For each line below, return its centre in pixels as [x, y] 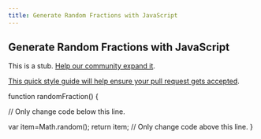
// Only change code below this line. [67, 112]
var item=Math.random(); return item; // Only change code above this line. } [131, 127]
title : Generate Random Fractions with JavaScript [93, 15]
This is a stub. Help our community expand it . [82, 66]
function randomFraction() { [53, 97]
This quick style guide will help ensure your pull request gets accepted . [124, 81]
